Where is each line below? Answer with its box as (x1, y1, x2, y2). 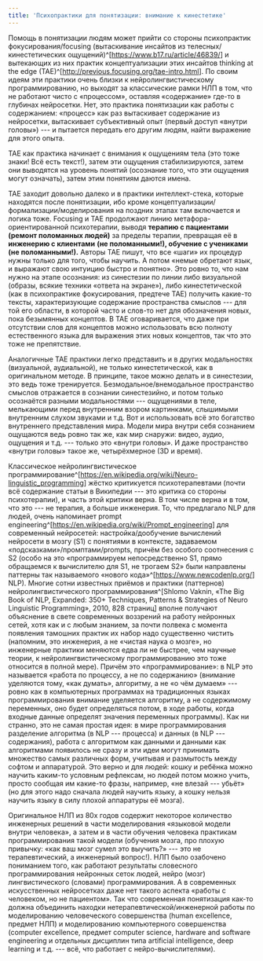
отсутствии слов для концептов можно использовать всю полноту (8, 322, 233, 332)
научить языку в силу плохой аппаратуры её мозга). (8, 795, 184, 805)
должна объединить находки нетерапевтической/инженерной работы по (8, 902, 255, 911)
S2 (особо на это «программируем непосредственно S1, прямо (8, 553, 222, 563)
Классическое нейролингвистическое (8, 461, 137, 471)
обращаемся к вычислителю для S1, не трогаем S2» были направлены (8, 561, 247, 570)
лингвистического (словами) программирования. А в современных (8, 877, 237, 886)
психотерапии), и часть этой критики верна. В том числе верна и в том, (8, 494, 250, 504)
